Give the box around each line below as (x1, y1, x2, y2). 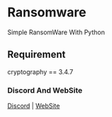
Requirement (7, 49, 66, 61)
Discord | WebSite (7, 101, 60, 111)
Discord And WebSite (7, 85, 83, 95)
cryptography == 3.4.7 (7, 67, 74, 76)
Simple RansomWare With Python (7, 28, 105, 36)
